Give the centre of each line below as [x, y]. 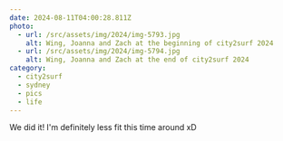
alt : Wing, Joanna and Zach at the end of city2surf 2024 [137, 60]
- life [30, 102]
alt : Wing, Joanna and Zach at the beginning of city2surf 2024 [150, 43]
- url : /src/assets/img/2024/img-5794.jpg [99, 52]
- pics [30, 93]
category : [28, 69]
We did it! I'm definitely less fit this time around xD [103, 127]
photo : [22, 26]
